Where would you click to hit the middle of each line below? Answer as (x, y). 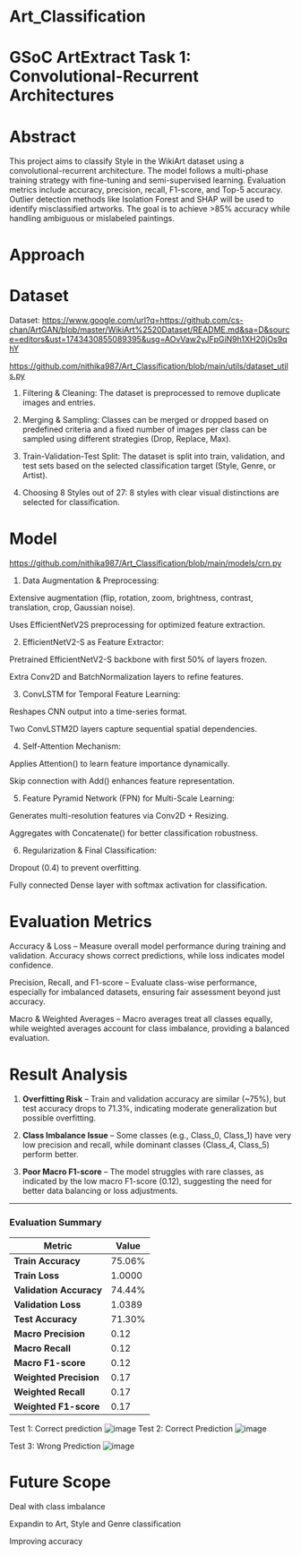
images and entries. (59, 403)
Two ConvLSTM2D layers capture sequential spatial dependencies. (133, 729)
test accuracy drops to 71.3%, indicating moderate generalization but (150, 1109)
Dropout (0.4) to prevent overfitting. (75, 868)
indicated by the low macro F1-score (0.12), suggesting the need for (147, 1181)
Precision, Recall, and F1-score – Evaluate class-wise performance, (133, 983)
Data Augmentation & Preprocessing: (90, 580)
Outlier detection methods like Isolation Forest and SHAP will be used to (142, 200)
